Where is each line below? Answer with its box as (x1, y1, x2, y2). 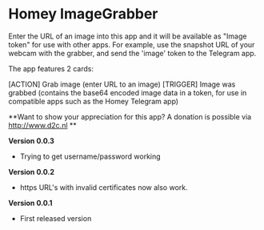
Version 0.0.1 (8, 198, 53, 208)
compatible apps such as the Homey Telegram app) (8, 96, 178, 106)
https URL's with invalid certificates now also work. (19, 182, 188, 192)
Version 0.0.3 (8, 135, 54, 145)
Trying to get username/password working (19, 151, 162, 161)
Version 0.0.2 (8, 167, 54, 176)
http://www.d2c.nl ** (8, 120, 78, 130)
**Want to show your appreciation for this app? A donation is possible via (8, 111, 252, 121)
